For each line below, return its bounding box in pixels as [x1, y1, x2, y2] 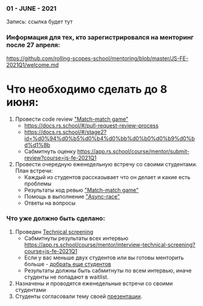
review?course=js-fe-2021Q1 [24, 154, 97, 161]
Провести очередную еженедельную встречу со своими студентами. [15, 160, 198, 168]
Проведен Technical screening [15, 228, 94, 235]
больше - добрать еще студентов [24, 260, 111, 268]
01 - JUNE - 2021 [6, 4, 57, 13]
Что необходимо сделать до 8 [6, 82, 168, 96]
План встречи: [15, 167, 53, 174]
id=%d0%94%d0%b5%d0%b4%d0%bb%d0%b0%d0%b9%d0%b [24, 135, 195, 142]
